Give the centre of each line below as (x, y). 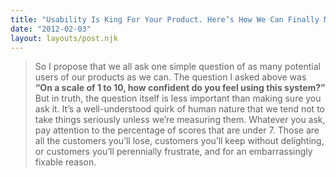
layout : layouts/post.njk (64, 38)
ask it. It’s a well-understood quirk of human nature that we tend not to (179, 109)
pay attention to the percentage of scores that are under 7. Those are (177, 130)
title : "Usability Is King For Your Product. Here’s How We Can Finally (165, 19)
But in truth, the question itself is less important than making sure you (178, 98)
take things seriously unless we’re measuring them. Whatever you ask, (180, 120)
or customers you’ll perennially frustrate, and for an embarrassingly (173, 152)
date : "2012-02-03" (51, 29)
